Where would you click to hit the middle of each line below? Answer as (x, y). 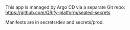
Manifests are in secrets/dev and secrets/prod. (55, 22)
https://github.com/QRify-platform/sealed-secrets (58, 12)
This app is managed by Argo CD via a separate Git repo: (65, 7)
